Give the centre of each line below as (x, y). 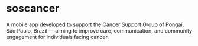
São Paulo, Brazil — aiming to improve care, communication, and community (99, 30)
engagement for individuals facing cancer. (58, 37)
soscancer (33, 8)
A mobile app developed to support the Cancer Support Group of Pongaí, (95, 24)
